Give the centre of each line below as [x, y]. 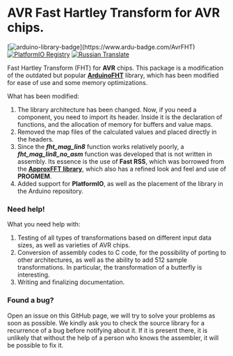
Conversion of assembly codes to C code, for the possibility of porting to [122, 253]
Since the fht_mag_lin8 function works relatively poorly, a [101, 146]
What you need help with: [44, 224]
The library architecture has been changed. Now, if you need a [107, 109]
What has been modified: [43, 96]
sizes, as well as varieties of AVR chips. [74, 245]
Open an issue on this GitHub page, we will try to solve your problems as [111, 316]
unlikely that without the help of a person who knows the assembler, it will [113, 338]
